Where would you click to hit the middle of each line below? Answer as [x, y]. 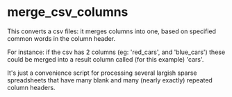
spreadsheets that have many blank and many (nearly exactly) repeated [110, 80]
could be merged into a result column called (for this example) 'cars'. [106, 59]
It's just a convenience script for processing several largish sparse [102, 73]
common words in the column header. [61, 38]
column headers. [31, 87]
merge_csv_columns [68, 12]
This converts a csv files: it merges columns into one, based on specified [112, 31]
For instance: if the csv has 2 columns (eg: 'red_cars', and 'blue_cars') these [116, 52]
